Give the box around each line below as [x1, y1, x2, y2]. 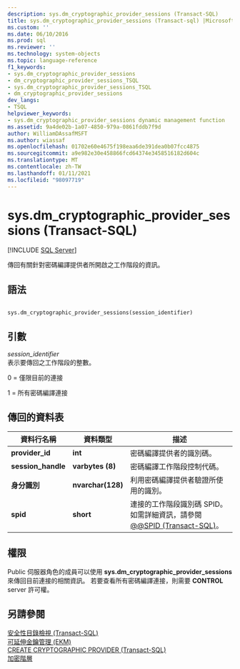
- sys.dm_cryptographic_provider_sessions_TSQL [7, 84, 152, 91]
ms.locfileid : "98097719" [7, 176, 84, 183]
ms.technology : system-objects [7, 51, 101, 58]
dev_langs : [7, 97, 40, 104]
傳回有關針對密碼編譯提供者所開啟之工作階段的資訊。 [7, 261, 164, 269]
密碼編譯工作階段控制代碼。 [130, 461, 224, 471]
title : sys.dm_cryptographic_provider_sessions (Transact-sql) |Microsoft [7, 17, 235, 24]
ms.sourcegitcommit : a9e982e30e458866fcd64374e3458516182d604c [7, 150, 200, 157]
